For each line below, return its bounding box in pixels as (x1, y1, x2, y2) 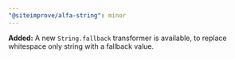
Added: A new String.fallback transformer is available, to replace (8, 33, 227, 42)
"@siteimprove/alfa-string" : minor (8, 11, 127, 20)
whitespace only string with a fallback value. (8, 41, 155, 51)
